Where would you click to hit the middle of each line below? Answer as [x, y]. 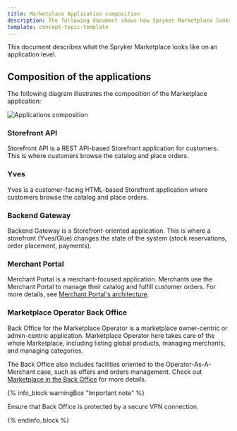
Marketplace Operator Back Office [67, 312]
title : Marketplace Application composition [74, 14]
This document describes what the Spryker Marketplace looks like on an [113, 47]
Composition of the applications [79, 77]
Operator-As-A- [188, 364]
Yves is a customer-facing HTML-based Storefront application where [108, 189]
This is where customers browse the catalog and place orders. [98, 156]
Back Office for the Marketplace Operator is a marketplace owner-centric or [117, 328]
